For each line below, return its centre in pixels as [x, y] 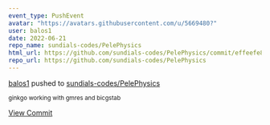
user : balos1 [30, 30]
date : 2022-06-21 [37, 38]
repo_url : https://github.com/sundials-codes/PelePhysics [107, 61]
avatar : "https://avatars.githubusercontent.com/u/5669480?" [113, 23]
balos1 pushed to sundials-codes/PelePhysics [84, 83]
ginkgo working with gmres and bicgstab [65, 98]
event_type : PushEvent [46, 16]
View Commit [31, 112]
